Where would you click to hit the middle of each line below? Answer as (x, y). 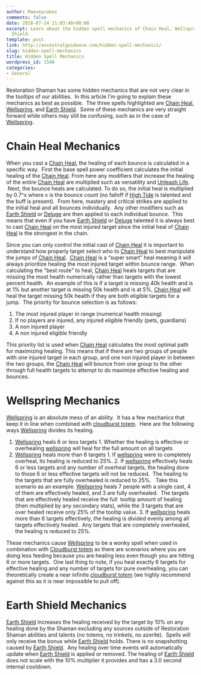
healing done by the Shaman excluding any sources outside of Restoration (98, 629)
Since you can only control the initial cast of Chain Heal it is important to (95, 245)
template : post (25, 40)
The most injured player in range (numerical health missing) (88, 314)
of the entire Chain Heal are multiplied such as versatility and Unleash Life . (98, 182)
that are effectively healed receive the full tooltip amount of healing (98, 500)
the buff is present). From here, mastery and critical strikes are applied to (97, 201)
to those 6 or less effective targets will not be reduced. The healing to (101, 474)
